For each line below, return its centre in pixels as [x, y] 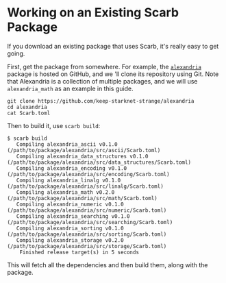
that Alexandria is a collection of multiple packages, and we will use [102, 81]
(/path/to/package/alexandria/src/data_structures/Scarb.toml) [99, 162]
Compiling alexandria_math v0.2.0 [65, 192]
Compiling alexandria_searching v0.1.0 [73, 216]
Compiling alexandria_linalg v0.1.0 [68, 180]
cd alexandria [27, 107]
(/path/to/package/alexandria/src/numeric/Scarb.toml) [87, 210]
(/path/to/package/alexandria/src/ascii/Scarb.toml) [84, 150]
